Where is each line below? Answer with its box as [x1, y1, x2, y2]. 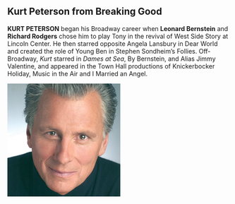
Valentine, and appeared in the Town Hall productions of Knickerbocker [7, 61, 215, 70]
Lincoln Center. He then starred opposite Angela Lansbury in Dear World [7, 39, 218, 48]
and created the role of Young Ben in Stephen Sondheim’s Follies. [7, 47, 198, 55]
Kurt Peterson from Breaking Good [7, 6, 162, 18]
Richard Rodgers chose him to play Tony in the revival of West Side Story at [7, 32, 229, 40]
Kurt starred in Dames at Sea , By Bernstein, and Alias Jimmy [40, 54, 217, 63]
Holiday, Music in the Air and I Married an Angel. [7, 69, 148, 78]
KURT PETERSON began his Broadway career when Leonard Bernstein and [7, 24, 229, 32]
